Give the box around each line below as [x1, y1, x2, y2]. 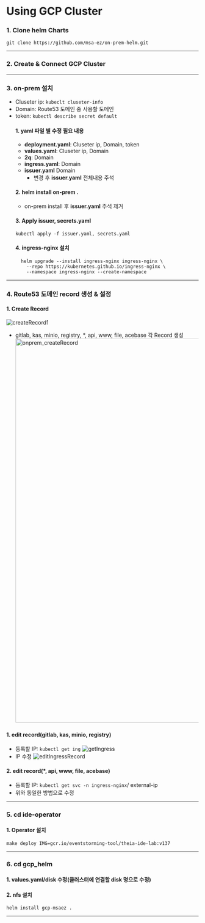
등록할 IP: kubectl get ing [15, 745, 81, 753]
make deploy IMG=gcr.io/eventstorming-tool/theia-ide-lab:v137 [6, 840, 171, 846]
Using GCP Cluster [6, 4, 103, 18]
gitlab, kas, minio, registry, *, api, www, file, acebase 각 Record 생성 [15, 331, 184, 339]
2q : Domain [24, 154, 54, 161]
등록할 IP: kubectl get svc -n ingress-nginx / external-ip [15, 781, 158, 789]
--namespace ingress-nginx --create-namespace [26, 268, 147, 275]
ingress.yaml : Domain [24, 160, 81, 168]
